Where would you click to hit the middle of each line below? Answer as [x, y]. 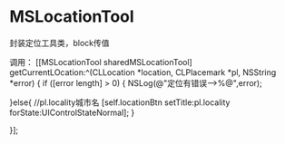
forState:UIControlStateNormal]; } [72, 112]
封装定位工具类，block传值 [60, 43]
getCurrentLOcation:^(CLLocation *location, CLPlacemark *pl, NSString [143, 72]
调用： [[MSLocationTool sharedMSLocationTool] [101, 62]
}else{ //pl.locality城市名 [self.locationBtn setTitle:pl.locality [120, 102]
